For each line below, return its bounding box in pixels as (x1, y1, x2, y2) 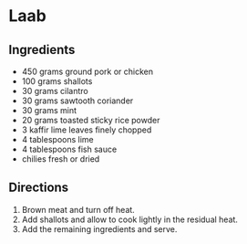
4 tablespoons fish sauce (21, 143, 118, 154)
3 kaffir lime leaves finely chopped (21, 124, 152, 135)
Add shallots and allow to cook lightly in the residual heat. (21, 214, 239, 225)
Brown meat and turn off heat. (21, 204, 136, 215)
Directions (8, 180, 69, 196)
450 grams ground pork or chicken (21, 66, 154, 77)
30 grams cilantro (21, 86, 88, 96)
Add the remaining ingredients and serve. (21, 223, 178, 234)
